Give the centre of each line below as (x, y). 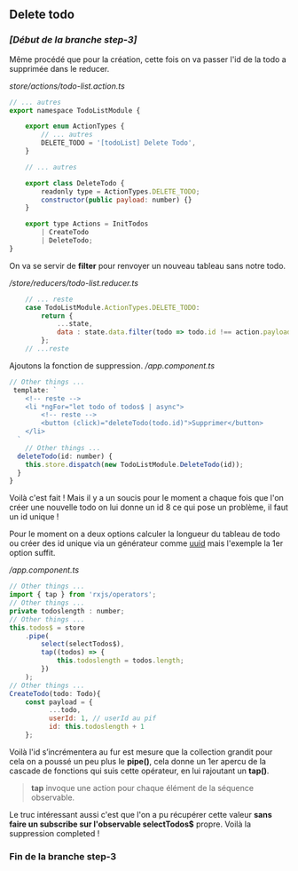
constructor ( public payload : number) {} (117, 200)
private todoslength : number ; (67, 611)
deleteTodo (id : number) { (65, 456)
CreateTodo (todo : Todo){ (55, 693)
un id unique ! (34, 517)
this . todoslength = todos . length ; (120, 661)
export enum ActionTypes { (75, 127)
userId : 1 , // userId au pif (102, 718)
